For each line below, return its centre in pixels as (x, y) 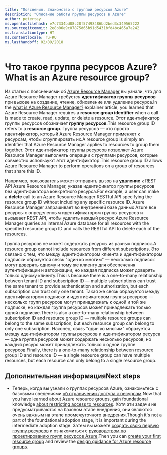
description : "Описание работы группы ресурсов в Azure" (66, 14)
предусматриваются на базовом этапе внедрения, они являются (82, 409)
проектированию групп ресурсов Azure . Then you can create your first (86, 436)
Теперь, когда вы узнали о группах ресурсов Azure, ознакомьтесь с (85, 388)
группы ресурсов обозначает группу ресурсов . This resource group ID (80, 123)
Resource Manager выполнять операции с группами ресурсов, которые (82, 155)
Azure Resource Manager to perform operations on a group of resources (80, 166)
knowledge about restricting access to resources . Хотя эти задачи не (84, 404)
